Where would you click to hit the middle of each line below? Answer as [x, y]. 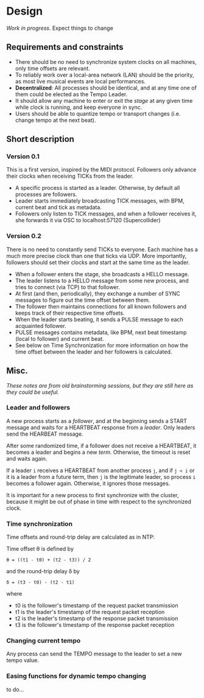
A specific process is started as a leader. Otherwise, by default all [97, 188]
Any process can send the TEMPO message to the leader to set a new [94, 654]
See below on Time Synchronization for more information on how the [102, 345]
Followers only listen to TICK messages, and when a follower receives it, [106, 214]
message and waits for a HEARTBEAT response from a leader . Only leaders [101, 427]
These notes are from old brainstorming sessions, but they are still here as [100, 385]
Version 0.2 [24, 236]
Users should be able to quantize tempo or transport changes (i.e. [98, 113]
